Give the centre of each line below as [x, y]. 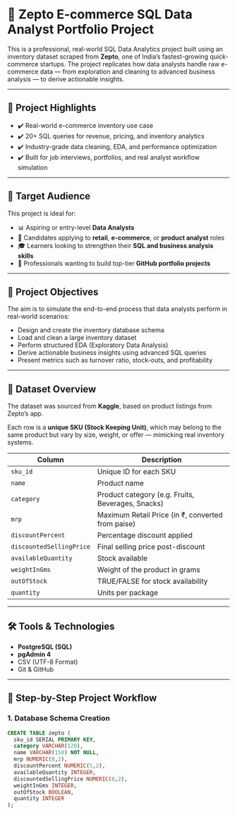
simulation [32, 167]
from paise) [117, 524]
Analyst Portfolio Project [80, 29]
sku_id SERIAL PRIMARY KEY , [55, 739]
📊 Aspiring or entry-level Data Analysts [76, 227]
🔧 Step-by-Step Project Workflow [82, 698]
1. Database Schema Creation [59, 718]
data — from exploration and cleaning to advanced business [127, 71]
